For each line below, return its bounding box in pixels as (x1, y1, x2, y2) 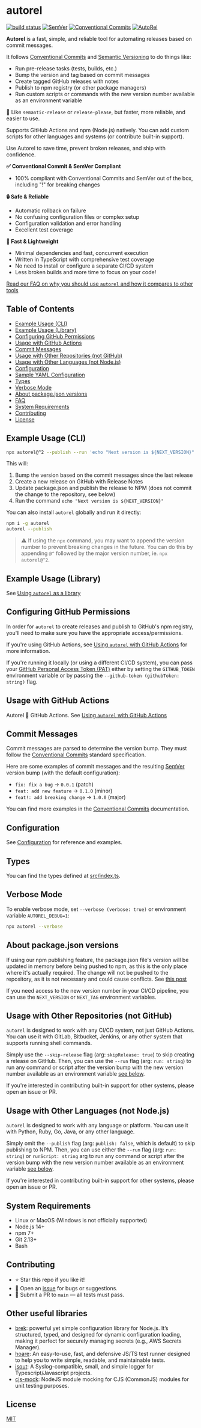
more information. (6, 647, 50, 654)
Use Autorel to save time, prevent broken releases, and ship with (6, 144, 166, 152)
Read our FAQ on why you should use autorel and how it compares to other (6, 280, 193, 287)
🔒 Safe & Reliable (6, 193, 49, 200)
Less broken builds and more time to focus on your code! (14, 268, 157, 275)
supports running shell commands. (6, 1040, 92, 1047)
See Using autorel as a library (6, 590, 81, 596)
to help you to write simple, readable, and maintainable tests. (14, 1356, 166, 1364)
